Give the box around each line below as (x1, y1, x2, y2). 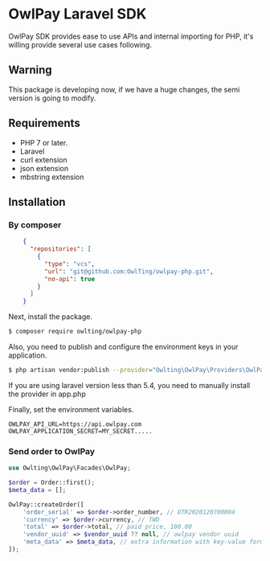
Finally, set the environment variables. (8, 404, 134, 414)
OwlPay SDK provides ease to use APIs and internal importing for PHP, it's (8, 31, 254, 41)
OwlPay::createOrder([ (8, 500, 84, 509)
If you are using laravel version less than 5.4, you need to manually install (8, 380, 251, 390)
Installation (8, 195, 66, 209)
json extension (19, 163, 69, 173)
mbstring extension (19, 172, 84, 182)
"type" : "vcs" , (43, 260, 95, 268)
